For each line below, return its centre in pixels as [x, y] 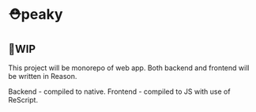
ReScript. [23, 100]
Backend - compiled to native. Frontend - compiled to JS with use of [119, 91]
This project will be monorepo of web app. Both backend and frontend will [129, 68]
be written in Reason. [43, 76]
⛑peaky [36, 15]
